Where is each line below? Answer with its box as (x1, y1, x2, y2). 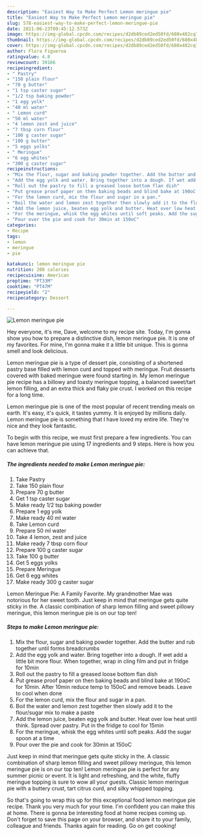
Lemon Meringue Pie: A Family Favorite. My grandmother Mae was (7, 590, 172, 598)
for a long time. (7, 391, 45, 398)
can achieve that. (7, 447, 50, 454)
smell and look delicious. (7, 348, 68, 355)
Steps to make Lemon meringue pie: (7, 623, 99, 630)
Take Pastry (15, 476, 46, 483)
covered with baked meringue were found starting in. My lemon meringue (7, 372, 190, 379)
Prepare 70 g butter (15, 488, 64, 496)
